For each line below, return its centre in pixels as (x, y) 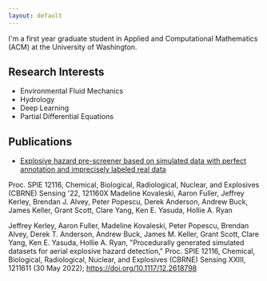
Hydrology (37, 100)
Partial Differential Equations (67, 117)
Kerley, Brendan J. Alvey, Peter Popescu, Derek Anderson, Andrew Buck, (128, 202)
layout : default (35, 16)
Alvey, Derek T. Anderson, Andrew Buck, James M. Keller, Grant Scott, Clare (134, 234)
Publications (40, 142)
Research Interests (56, 72)
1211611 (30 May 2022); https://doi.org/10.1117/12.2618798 (103, 268)
